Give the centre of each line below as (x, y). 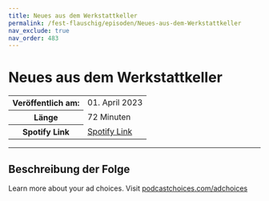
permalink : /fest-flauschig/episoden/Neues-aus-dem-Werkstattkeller (125, 23)
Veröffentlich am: (46, 103)
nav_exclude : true (39, 30)
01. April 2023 (115, 103)
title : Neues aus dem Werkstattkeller (73, 16)
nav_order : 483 (34, 38)
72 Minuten (109, 117)
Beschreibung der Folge (69, 169)
